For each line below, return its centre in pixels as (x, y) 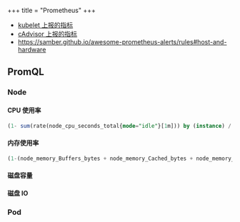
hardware (32, 50)
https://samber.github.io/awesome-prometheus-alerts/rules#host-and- (122, 42)
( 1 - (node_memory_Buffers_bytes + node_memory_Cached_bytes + (100, 158)
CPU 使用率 (24, 110)
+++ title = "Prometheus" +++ (52, 10)
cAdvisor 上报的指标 (47, 34)
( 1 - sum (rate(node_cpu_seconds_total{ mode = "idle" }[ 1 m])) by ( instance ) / (120, 126)
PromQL (26, 72)
